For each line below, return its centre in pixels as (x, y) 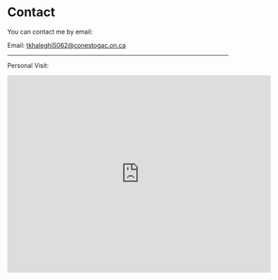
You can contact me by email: (50, 32)
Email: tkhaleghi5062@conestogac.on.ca (67, 45)
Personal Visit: (28, 65)
